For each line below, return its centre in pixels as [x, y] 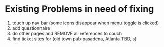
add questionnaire [31, 28]
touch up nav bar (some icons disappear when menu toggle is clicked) [86, 23]
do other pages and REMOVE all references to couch [67, 33]
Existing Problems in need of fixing [79, 9]
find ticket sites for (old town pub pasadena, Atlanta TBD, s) [74, 39]
